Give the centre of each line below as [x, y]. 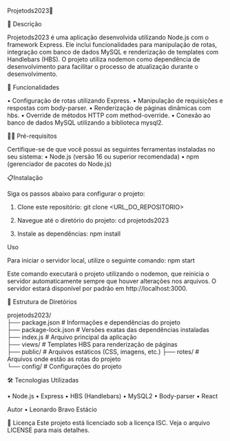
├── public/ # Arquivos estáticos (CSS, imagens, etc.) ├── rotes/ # [103, 352]
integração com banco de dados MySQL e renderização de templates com [113, 52]
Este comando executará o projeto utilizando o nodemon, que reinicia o [108, 274]
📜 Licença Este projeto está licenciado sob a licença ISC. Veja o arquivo [108, 423]
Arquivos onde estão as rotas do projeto [64, 359]
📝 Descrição [24, 24]
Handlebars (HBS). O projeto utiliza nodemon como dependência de [104, 59]
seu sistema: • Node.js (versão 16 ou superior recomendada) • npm [103, 156]
